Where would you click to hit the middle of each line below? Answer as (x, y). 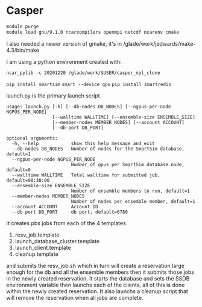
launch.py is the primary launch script (53, 95)
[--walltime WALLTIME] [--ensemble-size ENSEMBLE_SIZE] (124, 117)
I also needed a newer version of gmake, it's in (64, 43)
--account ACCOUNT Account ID (55, 206)
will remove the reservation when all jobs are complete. (75, 297)
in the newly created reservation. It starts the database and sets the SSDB (98, 278)
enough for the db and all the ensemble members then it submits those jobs (100, 272)
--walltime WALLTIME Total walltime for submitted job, (86, 175)
